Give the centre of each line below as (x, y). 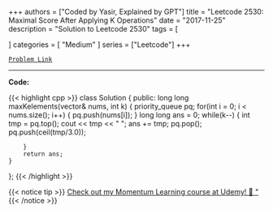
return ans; (43, 154)
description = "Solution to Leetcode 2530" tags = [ (93, 29)
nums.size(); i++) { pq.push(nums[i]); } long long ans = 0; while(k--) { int (129, 115)
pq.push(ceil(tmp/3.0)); (48, 132)
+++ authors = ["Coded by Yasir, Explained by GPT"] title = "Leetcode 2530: (136, 12)
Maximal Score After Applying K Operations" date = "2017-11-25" (117, 20)
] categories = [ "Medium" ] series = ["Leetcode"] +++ (100, 45)
